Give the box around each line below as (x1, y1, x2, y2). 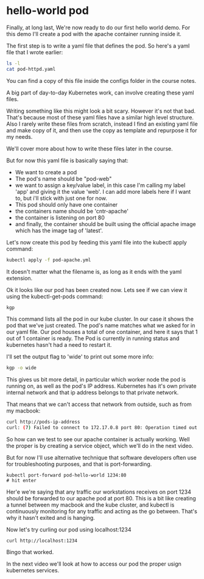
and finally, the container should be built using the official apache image (15, 220, 196, 227)
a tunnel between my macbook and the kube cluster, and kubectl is (6, 501, 175, 509)
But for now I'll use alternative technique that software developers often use (6, 454, 197, 461)
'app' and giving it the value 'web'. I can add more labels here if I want (15, 188, 191, 195)
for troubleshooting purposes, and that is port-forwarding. (6, 461, 152, 468)
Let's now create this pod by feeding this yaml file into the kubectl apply (6, 238, 187, 246)
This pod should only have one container (15, 201, 118, 208)
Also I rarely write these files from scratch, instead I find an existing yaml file (6, 120, 198, 127)
